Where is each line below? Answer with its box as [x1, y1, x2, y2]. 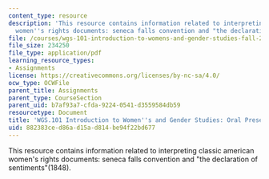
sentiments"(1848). [8, 162, 72, 173]
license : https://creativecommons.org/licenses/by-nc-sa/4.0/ [8, 71, 220, 79]
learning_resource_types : [8, 57, 94, 65]
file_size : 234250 [8, 42, 70, 50]
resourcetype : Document [8, 109, 88, 117]
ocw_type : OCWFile [8, 79, 70, 87]
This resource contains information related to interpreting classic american [8, 145, 255, 155]
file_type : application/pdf [8, 49, 102, 57]
